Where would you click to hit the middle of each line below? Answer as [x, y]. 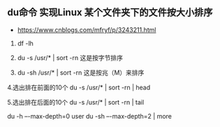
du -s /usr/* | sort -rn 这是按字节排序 [70, 57]
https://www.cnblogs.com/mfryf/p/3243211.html [87, 29]
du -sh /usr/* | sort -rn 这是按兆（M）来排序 [81, 73]
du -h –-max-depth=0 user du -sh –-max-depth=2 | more [90, 116]
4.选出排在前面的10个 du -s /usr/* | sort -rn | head [79, 87]
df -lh [25, 43]
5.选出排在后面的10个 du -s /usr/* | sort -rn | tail [76, 102]
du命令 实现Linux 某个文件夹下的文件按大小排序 [110, 13]
